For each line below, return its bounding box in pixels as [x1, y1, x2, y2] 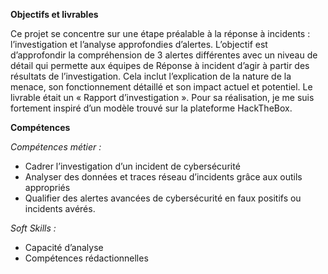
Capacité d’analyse [24, 242, 104, 253]
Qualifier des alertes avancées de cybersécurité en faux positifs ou [24, 192, 302, 204]
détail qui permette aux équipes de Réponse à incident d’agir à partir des [10, 60, 310, 71]
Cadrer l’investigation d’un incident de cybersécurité [24, 160, 241, 172]
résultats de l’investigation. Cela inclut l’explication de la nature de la [10, 70, 292, 82]
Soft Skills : [10, 222, 57, 234]
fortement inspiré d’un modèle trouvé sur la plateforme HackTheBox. [10, 102, 293, 114]
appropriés [24, 182, 71, 193]
